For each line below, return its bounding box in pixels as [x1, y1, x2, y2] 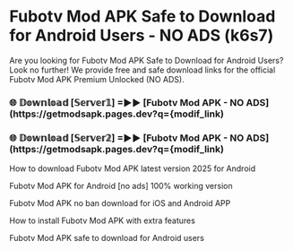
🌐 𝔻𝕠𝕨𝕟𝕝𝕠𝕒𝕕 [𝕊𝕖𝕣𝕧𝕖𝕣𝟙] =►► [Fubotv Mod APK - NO [9, 96, 245, 108]
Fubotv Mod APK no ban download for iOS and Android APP [9, 198, 231, 209]
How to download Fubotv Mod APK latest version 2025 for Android [9, 163, 256, 174]
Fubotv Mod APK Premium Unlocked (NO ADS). [9, 73, 185, 84]
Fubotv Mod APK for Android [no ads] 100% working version [9, 181, 233, 192]
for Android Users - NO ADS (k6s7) [9, 25, 274, 46]
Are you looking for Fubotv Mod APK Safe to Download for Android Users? [9, 55, 284, 65]
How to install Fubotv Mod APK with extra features [9, 215, 195, 226]
